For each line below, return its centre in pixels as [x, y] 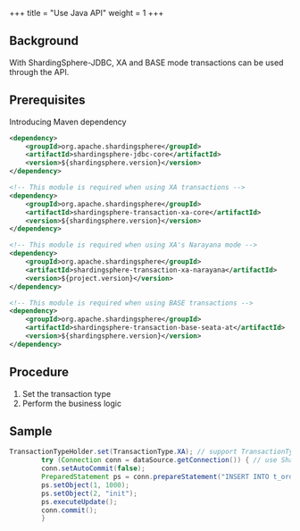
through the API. [39, 72]
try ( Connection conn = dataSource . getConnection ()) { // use [159, 460]
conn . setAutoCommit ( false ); [93, 468]
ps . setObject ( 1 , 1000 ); [85, 485]
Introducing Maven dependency [68, 122]
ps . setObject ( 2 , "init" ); [90, 493]
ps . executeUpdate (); [79, 501]
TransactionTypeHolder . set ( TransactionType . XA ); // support [124, 452]
